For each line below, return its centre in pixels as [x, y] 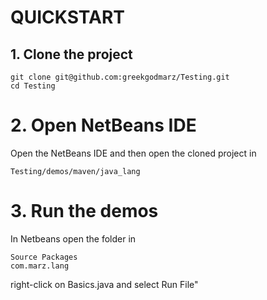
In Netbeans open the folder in [73, 238]
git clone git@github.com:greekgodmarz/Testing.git [120, 77]
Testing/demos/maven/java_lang [75, 171]
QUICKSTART [67, 17]
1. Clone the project [71, 54]
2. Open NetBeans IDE [103, 125]
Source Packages [44, 257]
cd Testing [33, 86]
